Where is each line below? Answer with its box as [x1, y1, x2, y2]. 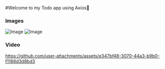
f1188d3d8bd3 [5, 58, 35, 64]
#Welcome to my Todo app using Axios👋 [5, 5, 90, 11]
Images [5, 17, 24, 24]
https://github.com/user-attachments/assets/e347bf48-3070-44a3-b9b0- [5, 53, 160, 59]
